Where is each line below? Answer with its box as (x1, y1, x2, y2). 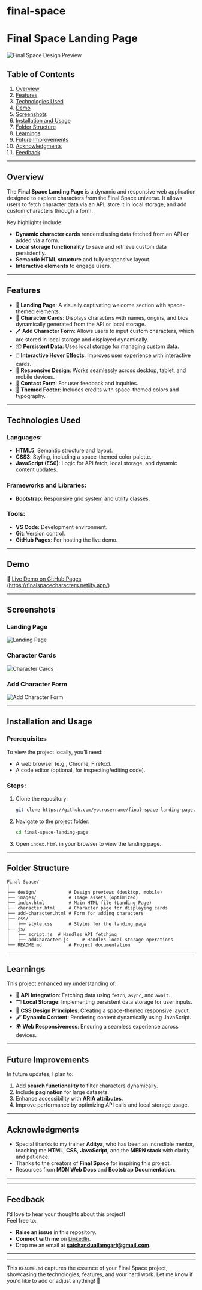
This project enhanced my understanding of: (7, 980, 117, 987)
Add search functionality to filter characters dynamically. (15, 1082, 158, 1089)
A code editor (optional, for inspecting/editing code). (15, 766, 146, 774)
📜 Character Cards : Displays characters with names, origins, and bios (15, 314, 188, 321)
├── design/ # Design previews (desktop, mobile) (7, 890, 163, 896)
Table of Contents (7, 69, 76, 79)
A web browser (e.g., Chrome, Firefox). (15, 760, 112, 767)
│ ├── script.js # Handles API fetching (7, 932, 117, 938)
